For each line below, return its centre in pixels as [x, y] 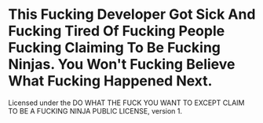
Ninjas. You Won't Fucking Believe [122, 65]
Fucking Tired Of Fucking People [117, 31]
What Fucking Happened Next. [110, 81]
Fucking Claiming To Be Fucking [115, 48]
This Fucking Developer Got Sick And [132, 14]
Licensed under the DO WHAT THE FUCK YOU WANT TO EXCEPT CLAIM [126, 103]
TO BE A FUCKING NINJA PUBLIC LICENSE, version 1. [95, 110]
